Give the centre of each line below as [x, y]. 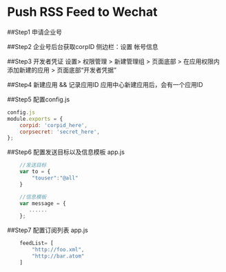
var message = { [43, 203]
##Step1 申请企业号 [35, 32]
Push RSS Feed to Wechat [82, 12]
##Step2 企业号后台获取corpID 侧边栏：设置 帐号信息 [83, 46]
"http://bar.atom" [58, 256]
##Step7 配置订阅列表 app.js [48, 230]
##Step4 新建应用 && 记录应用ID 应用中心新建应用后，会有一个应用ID [105, 84]
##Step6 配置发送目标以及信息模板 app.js [66, 152]
